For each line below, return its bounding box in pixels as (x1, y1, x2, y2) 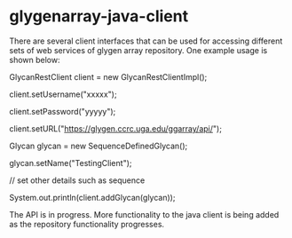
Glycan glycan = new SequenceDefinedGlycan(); (9, 140, 188, 151)
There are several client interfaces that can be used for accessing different (9, 36, 283, 46)
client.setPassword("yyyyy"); (9, 106, 116, 116)
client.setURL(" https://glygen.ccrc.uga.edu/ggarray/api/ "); (9, 123, 222, 134)
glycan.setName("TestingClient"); (9, 157, 132, 168)
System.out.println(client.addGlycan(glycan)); (9, 192, 176, 202)
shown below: (9, 54, 60, 65)
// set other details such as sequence (9, 175, 146, 186)
